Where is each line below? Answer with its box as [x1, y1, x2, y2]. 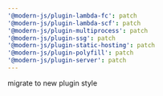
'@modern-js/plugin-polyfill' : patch [7, 49, 134, 57]
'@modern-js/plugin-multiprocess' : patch [7, 26, 149, 34]
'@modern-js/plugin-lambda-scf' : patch [7, 19, 141, 27]
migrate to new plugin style [7, 78, 98, 88]
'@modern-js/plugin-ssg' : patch [7, 34, 116, 42]
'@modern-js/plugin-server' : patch [7, 57, 127, 65]
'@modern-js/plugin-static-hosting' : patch [7, 42, 156, 50]
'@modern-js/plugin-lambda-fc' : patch [7, 11, 137, 20]
